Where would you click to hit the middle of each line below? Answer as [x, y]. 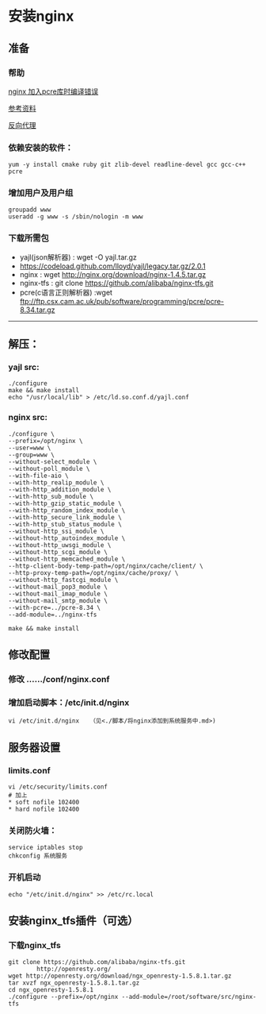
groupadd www [30, 210]
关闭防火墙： [33, 831]
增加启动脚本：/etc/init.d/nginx [69, 702]
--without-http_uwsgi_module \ [60, 545]
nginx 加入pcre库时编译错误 [53, 91]
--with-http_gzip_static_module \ [65, 503]
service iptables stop [46, 848]
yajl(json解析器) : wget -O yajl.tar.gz [78, 257]
